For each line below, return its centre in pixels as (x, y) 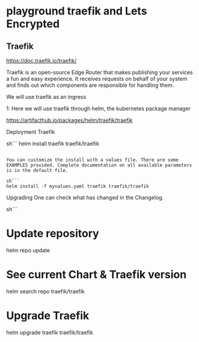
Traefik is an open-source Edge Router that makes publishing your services (100, 72)
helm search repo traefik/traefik (46, 291)
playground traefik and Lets (77, 11)
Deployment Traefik (31, 132)
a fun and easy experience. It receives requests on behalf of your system (97, 79)
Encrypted (33, 24)
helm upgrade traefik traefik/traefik (50, 332)
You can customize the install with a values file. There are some (93, 160)
